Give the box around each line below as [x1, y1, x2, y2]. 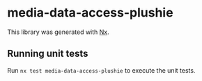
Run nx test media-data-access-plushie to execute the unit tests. [7, 66, 196, 74]
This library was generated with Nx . [7, 28, 109, 36]
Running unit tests [7, 48, 88, 60]
